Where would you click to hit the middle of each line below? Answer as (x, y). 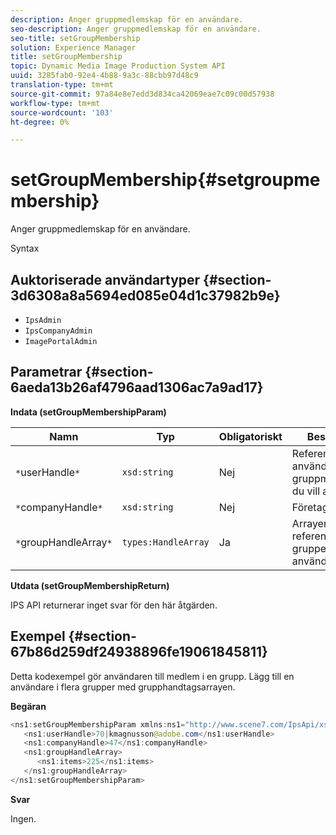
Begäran (28, 706)
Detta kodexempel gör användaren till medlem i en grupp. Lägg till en (152, 676)
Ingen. (23, 818)
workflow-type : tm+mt (55, 103)
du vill (306, 491)
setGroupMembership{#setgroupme (165, 180)
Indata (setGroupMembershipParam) (88, 412)
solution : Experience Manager (73, 47)
